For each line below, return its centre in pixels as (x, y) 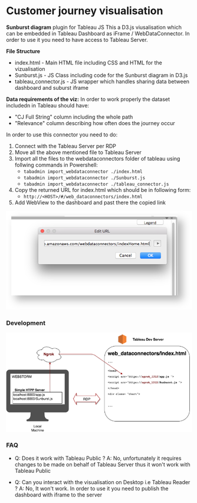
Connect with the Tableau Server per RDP (65, 146)
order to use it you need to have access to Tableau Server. (77, 40)
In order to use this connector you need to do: (62, 135)
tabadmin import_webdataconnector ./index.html (83, 172)
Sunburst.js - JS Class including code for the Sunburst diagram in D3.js (101, 75)
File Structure (23, 51)
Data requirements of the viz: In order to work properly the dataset (88, 99)
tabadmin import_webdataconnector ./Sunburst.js (84, 178)
